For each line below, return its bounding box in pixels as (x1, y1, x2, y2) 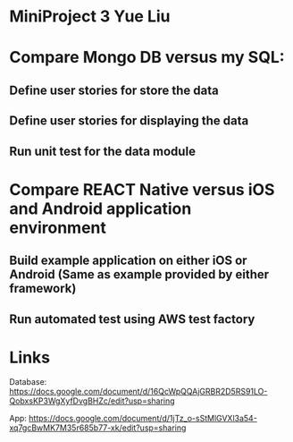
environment (9, 217, 107, 238)
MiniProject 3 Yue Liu (9, 6, 172, 27)
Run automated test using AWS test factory (9, 311, 255, 327)
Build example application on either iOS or (9, 253, 247, 268)
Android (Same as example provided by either (9, 267, 270, 283)
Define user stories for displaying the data (9, 114, 249, 129)
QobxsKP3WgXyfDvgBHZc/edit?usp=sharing (9, 395, 176, 406)
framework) (9, 281, 77, 296)
